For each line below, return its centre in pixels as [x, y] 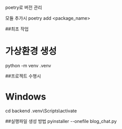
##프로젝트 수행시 [23, 76]
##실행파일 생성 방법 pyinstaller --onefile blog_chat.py [61, 121]
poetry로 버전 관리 [24, 7]
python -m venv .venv [28, 65]
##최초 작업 [17, 29]
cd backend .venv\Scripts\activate [41, 111]
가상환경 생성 [31, 51]
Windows [26, 97]
